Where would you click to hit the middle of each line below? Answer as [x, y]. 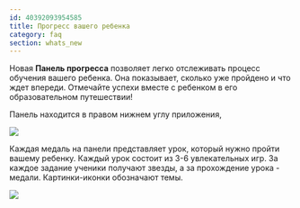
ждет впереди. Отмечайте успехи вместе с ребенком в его [124, 87]
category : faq [36, 34]
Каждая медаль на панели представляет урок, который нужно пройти [145, 149]
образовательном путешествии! [71, 97]
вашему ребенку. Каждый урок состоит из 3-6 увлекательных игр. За [144, 158]
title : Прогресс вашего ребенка [70, 26]
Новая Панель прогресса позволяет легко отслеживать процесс [135, 68]
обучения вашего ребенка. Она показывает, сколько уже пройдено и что [150, 78]
